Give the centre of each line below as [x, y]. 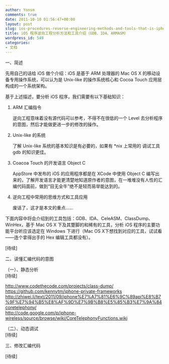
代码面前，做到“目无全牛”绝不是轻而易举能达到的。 [70, 186]
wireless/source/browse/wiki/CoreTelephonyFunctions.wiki [66, 318]
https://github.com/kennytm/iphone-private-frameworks [64, 291]
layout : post [19, 24]
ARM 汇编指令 [27, 107]
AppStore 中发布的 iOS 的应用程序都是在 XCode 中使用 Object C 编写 [84, 173]
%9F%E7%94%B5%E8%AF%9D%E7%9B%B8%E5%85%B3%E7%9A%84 [84, 302]
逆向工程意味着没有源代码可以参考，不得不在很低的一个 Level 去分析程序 [88, 118]
